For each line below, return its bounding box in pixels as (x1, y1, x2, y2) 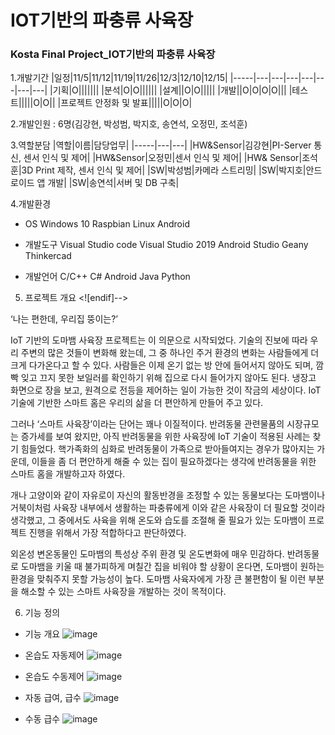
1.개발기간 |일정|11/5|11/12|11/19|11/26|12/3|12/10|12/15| (10, 72, 228, 84)
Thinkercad (24, 250, 72, 262)
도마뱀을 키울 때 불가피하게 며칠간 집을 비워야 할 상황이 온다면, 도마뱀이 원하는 (20, 561, 325, 573)
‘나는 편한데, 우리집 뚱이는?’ (10, 313, 118, 325)
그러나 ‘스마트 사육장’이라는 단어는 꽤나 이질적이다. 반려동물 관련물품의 (10, 418, 285, 430)
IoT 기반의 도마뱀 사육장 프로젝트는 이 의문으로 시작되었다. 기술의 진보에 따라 (10, 334, 308, 346)
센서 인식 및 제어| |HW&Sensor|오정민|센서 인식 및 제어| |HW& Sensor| (23, 152, 303, 164)
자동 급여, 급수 (24, 692, 82, 704)
